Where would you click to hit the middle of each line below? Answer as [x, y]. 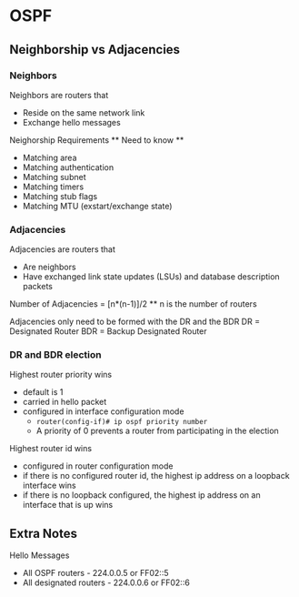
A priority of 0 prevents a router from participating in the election [157, 431]
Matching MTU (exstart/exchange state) [97, 206]
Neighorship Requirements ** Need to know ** [97, 140]
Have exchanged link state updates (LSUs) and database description [151, 277]
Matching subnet [54, 177]
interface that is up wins [68, 505]
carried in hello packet [65, 402]
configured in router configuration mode [98, 466]
